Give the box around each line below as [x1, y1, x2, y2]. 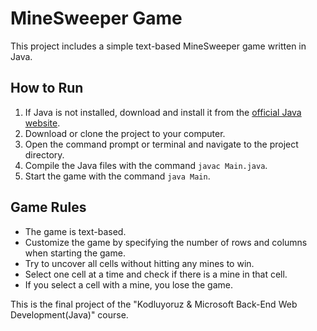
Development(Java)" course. [10, 308, 129, 321]
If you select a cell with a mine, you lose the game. [24, 278, 234, 291]
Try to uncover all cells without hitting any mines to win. [24, 257, 255, 269]
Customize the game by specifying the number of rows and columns [24, 236, 308, 248]
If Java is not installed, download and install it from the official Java [24, 106, 302, 118]
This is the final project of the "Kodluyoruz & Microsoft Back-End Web [10, 298, 298, 310]
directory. [24, 148, 65, 161]
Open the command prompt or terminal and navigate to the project [24, 138, 299, 150]
